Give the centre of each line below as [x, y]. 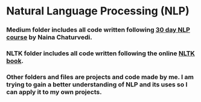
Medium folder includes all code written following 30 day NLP [98, 30]
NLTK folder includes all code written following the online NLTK [101, 53]
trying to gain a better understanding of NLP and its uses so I [97, 84]
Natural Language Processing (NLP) [98, 11]
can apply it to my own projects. [54, 92]
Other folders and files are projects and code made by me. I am [100, 77]
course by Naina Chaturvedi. [49, 37]
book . [15, 61]
